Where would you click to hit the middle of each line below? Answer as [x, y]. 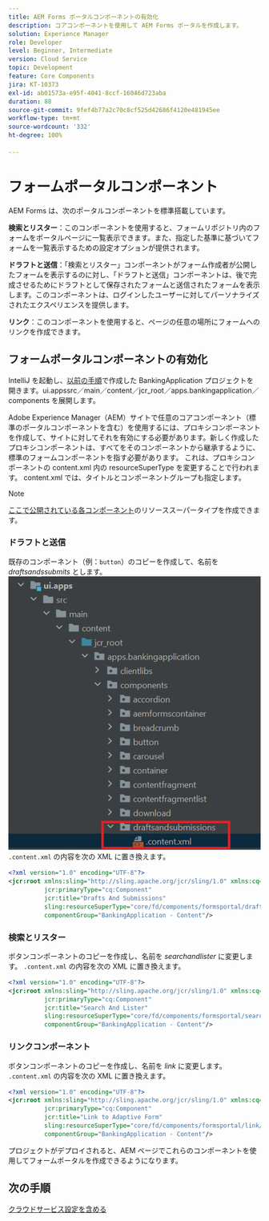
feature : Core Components [51, 76]
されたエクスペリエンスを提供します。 [71, 304]
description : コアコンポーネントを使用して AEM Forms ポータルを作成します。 [125, 25]
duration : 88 [30, 101]
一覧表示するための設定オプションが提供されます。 [120, 248]
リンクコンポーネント [49, 1047]
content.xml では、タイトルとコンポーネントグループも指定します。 [134, 478]
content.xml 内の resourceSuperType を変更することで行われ [152, 467]
